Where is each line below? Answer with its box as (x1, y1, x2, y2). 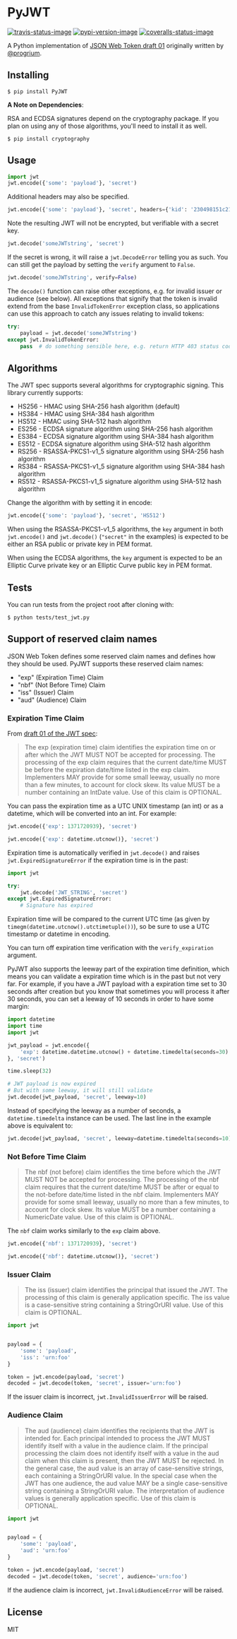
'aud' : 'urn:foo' (20, 1547, 71, 1554)
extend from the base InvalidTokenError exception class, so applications (7, 302, 220, 310)
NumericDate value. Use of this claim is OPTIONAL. (24, 1213, 174, 1221)
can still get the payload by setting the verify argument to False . (7, 261, 195, 269)
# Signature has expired (20, 902, 93, 909)
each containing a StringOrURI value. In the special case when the (24, 1471, 217, 1480)
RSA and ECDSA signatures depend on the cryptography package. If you (7, 114, 219, 122)
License (7, 1607, 43, 1619)
